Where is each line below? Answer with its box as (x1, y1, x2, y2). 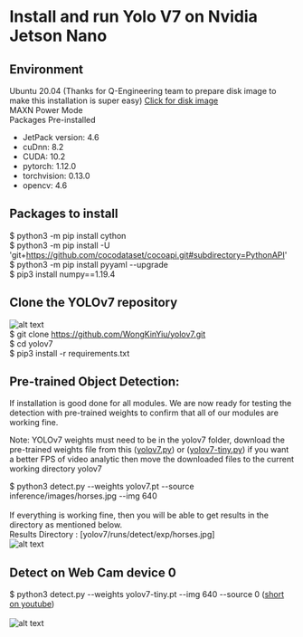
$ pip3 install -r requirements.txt (9, 347, 130, 358)
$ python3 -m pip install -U (9, 240, 110, 251)
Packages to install (9, 206, 119, 222)
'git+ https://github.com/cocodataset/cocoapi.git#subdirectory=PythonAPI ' (9, 249, 288, 260)
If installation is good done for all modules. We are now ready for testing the (9, 398, 292, 409)
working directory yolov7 (9, 463, 102, 474)
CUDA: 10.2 (22, 151, 66, 162)
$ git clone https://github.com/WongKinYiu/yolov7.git (9, 328, 206, 339)
